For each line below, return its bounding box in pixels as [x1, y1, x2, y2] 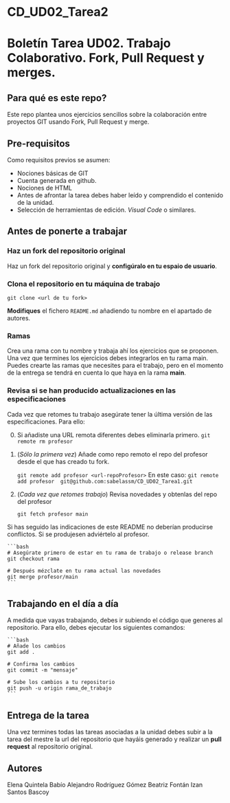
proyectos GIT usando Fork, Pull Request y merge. [7, 118, 150, 126]
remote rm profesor [16, 438, 73, 445]
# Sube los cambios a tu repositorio [7, 679, 115, 686]
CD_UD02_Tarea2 [7, 4, 108, 20]
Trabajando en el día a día [7, 597, 119, 609]
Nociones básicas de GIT [16, 169, 89, 177]
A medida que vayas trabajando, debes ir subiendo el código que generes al [7, 616, 223, 624]
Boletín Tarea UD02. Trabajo [7, 36, 171, 52]
